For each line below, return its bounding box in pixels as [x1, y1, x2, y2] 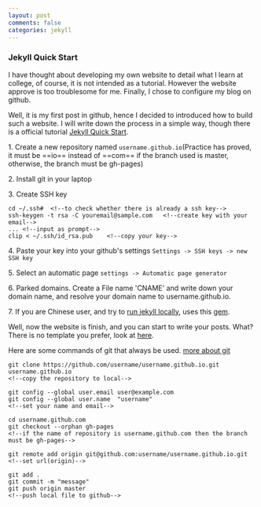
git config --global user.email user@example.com [8, 388, 175, 396]
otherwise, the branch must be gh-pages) [8, 159, 144, 168]
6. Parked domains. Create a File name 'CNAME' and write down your [8, 283, 233, 292]
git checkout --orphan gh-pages [8, 422, 114, 431]
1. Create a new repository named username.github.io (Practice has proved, [8, 142, 252, 152]
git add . [8, 471, 41, 479]
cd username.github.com [8, 416, 86, 424]
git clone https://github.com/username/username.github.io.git [8, 361, 220, 369]
